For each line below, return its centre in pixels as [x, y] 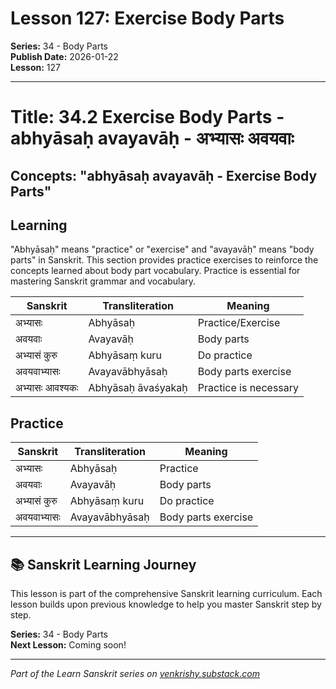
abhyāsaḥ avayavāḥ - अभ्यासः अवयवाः [152, 138]
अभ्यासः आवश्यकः [47, 388]
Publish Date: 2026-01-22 [64, 56]
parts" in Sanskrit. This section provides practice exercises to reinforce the [164, 260]
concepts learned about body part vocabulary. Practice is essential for [155, 271]
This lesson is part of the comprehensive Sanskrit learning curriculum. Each [166, 593]
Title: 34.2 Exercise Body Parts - [147, 117]
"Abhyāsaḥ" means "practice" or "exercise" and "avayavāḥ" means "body [162, 249]
